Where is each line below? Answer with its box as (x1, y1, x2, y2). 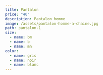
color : (5, 48, 19, 53)
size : (5, 30, 16, 35)
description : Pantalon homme (5, 16, 65, 21)
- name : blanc (9, 62, 39, 67)
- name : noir (9, 58, 37, 63)
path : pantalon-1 (5, 26, 41, 31)
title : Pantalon (5, 7, 39, 12)
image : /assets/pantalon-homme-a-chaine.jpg (5, 21, 99, 26)
